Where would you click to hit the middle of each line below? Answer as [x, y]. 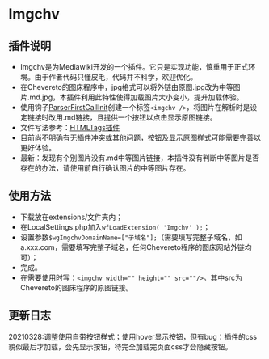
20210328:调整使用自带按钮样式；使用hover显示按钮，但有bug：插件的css [132, 336]
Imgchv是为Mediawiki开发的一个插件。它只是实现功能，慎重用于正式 [134, 67]
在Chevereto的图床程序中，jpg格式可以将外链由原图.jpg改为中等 [127, 87]
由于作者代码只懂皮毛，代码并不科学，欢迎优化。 [116, 77]
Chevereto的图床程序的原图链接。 [76, 287]
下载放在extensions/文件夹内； [71, 217]
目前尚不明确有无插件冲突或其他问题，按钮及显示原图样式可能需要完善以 [140, 137]
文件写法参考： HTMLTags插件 [70, 127]
